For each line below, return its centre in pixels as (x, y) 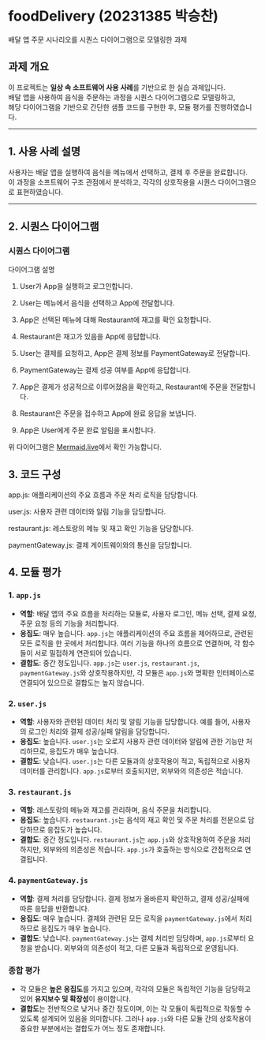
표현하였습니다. (40, 192)
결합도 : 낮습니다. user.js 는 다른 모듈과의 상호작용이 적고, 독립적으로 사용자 (135, 761)
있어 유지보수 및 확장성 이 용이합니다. (75, 998)
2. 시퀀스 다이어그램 (54, 226)
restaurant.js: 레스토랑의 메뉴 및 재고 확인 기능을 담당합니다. (101, 529)
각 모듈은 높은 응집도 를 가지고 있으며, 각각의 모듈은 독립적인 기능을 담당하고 (135, 989)
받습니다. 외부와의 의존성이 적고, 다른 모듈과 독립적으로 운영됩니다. (136, 948)
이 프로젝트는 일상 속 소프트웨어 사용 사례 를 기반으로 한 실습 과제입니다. (117, 87)
